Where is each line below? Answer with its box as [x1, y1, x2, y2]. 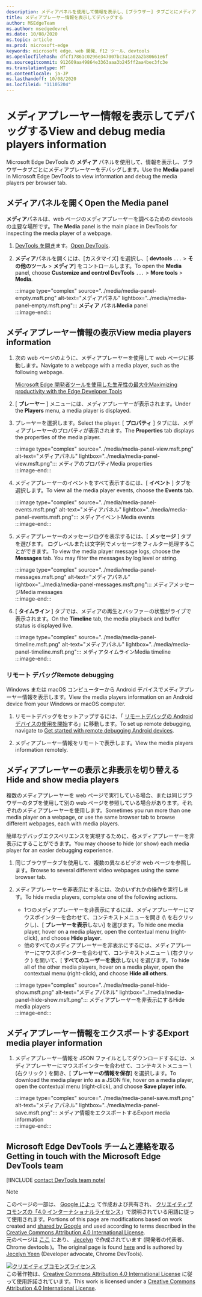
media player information [6, 1038, 103, 1048]
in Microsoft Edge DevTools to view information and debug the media [6, 172, 177, 180]
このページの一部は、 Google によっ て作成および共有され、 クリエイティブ [6, 1201, 193, 1208]
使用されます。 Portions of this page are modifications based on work [11, 1216, 182, 1223]
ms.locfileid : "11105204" [6, 82, 71, 88]
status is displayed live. [14, 622, 73, 629]
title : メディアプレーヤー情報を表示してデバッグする [6, 14, 123, 20]
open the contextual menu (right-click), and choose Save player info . [14, 1083, 187, 1090]
